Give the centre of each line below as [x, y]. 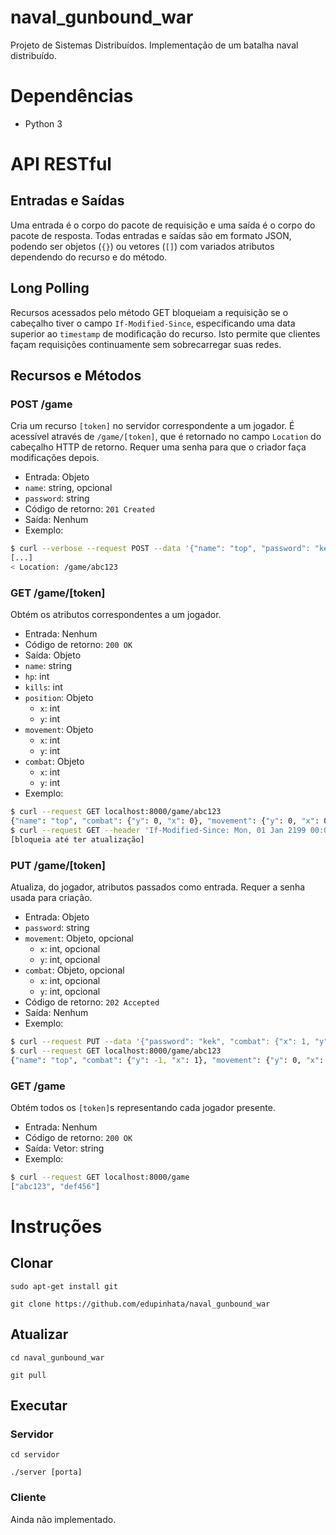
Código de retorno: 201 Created [89, 509]
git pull [28, 1375]
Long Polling [50, 288]
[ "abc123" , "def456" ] [55, 1186]
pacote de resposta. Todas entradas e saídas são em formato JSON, [151, 235]
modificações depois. [55, 458]
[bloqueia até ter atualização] [77, 839]
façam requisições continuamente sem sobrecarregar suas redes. [146, 344]
